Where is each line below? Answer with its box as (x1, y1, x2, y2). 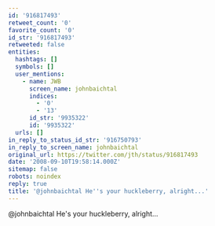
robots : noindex (8, 172, 61, 181)
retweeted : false (8, 41, 65, 49)
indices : (28, 92, 58, 100)
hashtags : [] (15, 56, 58, 64)
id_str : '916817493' (8, 33, 76, 42)
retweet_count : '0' (8, 19, 72, 27)
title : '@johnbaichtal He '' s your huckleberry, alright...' (8, 187, 210, 195)
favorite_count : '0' (8, 26, 76, 34)
